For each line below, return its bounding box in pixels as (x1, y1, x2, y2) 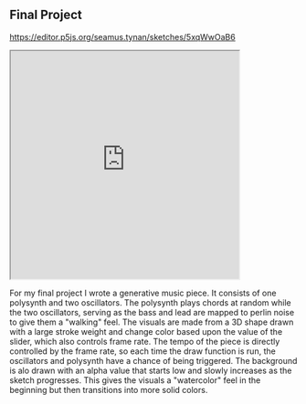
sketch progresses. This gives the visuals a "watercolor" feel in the (9, 374, 261, 386)
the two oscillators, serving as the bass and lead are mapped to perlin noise (9, 306, 295, 317)
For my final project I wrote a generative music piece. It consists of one (9, 287, 277, 298)
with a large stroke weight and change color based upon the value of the (9, 326, 283, 337)
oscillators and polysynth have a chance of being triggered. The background (9, 355, 298, 366)
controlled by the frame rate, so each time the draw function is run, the (9, 346, 276, 357)
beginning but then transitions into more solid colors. (9, 384, 208, 395)
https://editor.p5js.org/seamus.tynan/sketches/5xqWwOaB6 (9, 31, 236, 42)
